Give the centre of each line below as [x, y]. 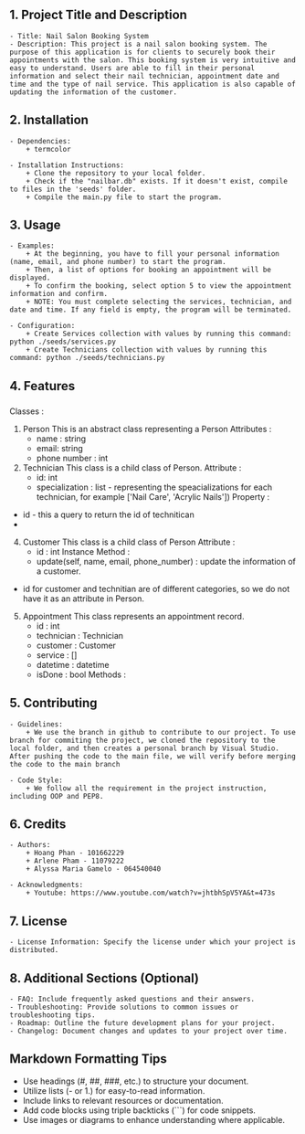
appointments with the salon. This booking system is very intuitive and [153, 60]
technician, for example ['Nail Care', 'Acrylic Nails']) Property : [153, 496]
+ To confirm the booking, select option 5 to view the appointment [159, 286]
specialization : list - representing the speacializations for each [154, 487]
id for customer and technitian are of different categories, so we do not [156, 588]
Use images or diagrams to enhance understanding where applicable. [154, 1119]
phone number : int [72, 458]
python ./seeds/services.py [63, 342]
